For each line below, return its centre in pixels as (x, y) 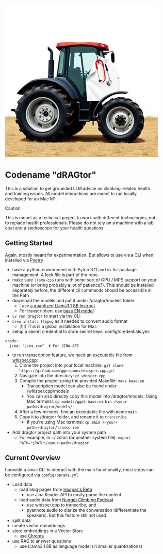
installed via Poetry (24, 260)
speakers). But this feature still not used (66, 515)
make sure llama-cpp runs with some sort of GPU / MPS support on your (84, 280)
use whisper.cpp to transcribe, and (61, 505)
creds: (12, 341)
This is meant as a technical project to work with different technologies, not (80, 217)
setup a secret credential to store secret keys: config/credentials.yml (81, 331)
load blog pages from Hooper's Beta (56, 489)
